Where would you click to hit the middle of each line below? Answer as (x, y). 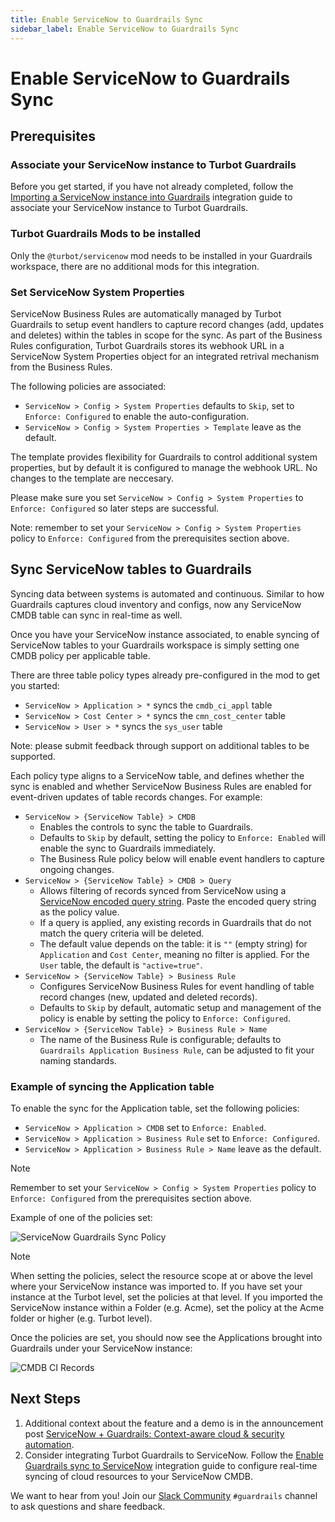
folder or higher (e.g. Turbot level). (81, 1318)
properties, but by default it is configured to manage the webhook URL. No (164, 467)
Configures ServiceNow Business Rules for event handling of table (177, 986)
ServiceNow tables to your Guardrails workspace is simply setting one (155, 645)
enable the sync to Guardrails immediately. (127, 848)
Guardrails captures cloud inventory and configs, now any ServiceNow (156, 604)
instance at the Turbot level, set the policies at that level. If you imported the (166, 1297)
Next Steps (45, 1399)
